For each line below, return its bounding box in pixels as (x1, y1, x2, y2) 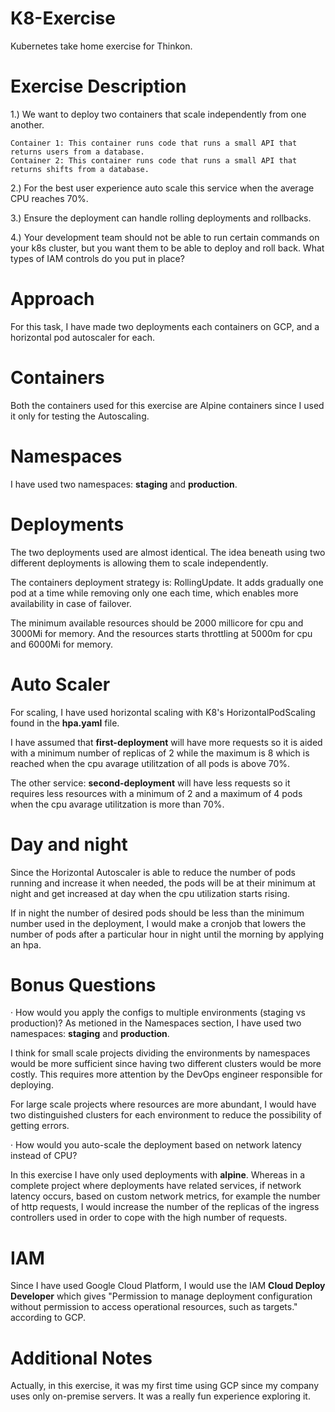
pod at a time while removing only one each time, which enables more (10, 587, 299, 599)
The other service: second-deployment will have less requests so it (10, 777, 291, 789)
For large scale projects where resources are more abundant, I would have (10, 1098, 317, 1111)
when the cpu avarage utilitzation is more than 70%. (10, 798, 225, 810)
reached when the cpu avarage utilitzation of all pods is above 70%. (10, 757, 291, 769)
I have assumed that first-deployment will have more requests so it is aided (10, 736, 323, 748)
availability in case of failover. (10, 597, 132, 609)
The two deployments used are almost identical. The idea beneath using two (10, 546, 326, 558)
